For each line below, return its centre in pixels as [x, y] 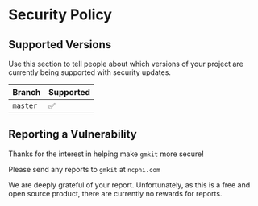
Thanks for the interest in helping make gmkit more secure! [106, 154]
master [25, 106]
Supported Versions [60, 45]
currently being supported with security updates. [90, 72]
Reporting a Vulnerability [73, 134]
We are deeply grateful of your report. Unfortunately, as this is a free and [129, 185]
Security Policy [60, 15]
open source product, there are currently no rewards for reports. [115, 193]
